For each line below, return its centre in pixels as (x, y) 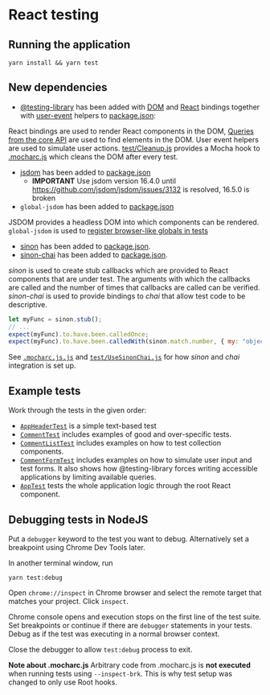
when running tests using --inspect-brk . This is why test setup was (121, 673)
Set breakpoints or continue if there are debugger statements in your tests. (131, 625)
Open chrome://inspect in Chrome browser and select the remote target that (135, 592)
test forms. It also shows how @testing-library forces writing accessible (139, 469)
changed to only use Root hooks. (63, 682)
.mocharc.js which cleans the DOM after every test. (93, 156)
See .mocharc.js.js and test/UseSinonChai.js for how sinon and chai (124, 357)
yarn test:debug (35, 578)
